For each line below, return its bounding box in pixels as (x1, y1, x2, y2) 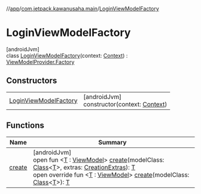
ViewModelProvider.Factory (6, 58, 75, 65)
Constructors (6, 76, 57, 86)
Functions (6, 121, 45, 131)
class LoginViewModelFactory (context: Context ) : (6, 52, 128, 59)
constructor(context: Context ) (83, 100, 167, 108)
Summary (98, 138, 127, 146)
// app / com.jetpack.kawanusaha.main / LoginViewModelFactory (6, 5, 160, 12)
